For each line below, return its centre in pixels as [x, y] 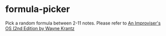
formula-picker [38, 9]
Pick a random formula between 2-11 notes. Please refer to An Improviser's [83, 23]
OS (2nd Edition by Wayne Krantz [40, 28]
